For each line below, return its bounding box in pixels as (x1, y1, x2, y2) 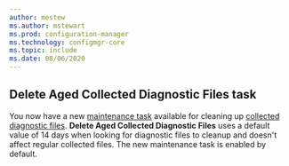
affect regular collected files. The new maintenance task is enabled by (9, 138, 267, 149)
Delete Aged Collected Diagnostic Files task (9, 87, 257, 102)
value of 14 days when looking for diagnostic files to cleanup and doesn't (9, 130, 277, 140)
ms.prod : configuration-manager (9, 29, 129, 38)
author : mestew (9, 12, 66, 22)
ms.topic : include (9, 46, 77, 55)
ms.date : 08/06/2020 (9, 54, 86, 63)
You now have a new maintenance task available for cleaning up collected (9, 110, 280, 121)
